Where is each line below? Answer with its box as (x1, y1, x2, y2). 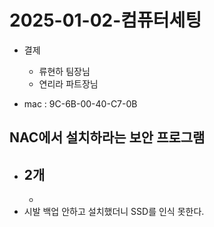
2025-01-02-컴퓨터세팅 (9, 9, 202, 32)
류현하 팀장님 (38, 65, 91, 77)
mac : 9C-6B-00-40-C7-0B (23, 97, 138, 110)
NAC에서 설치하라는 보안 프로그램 (9, 129, 206, 146)
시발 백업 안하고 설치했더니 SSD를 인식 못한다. (23, 206, 205, 218)
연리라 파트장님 (38, 77, 99, 90)
